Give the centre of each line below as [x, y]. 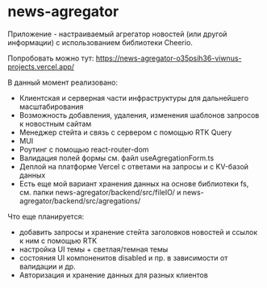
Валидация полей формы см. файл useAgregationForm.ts [117, 158]
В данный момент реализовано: [63, 82]
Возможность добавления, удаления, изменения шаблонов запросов [139, 115]
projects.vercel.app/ [41, 66]
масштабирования [51, 106]
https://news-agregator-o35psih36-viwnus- [169, 58]
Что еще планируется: [46, 216]
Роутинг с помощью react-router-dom [84, 149]
